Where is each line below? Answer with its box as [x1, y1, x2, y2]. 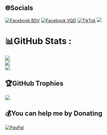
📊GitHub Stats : [5, 36, 72, 46]
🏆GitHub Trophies [5, 79, 64, 88]
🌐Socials [5, 4, 33, 12]
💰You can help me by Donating [5, 109, 103, 117]
